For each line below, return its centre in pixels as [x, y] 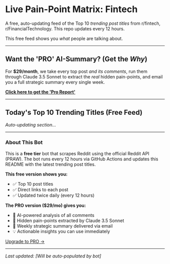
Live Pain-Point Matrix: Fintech [72, 9]
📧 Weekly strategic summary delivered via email [62, 226]
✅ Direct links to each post [40, 189]
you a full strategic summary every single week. [55, 82]
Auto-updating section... [31, 124]
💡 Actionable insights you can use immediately [61, 231]
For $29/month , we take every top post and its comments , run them [76, 71]
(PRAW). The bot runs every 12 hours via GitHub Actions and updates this [82, 159]
